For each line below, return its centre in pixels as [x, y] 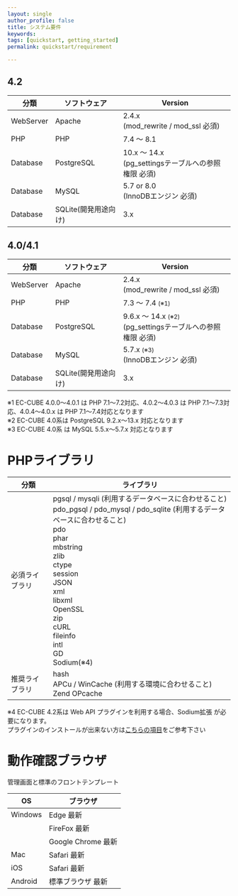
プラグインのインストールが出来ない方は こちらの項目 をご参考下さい [107, 729]
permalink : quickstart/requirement [60, 47]
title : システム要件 [34, 27]
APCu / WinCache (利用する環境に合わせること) [132, 684]
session [66, 574]
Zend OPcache [78, 693]
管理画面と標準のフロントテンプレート [63, 782]
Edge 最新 [66, 815]
